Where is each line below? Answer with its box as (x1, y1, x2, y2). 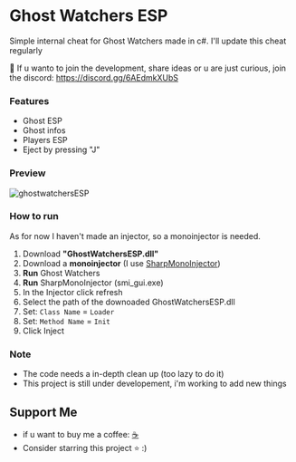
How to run (9, 210, 59, 223)
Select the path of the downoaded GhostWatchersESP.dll (22, 296, 235, 307)
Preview (9, 167, 46, 179)
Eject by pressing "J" (22, 144, 100, 155)
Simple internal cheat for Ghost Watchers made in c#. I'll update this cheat (9, 35, 287, 46)
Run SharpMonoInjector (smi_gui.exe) (22, 277, 165, 288)
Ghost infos (22, 125, 66, 136)
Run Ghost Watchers (22, 267, 100, 278)
